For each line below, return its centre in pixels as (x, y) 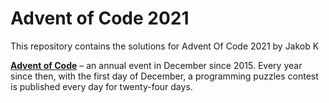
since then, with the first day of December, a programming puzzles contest (164, 76)
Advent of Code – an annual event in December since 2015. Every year (156, 65)
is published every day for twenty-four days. (101, 86)
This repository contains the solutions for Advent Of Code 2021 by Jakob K (165, 46)
